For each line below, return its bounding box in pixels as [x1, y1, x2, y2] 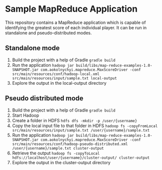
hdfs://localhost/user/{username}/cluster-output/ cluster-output [12, 155, 150, 160]
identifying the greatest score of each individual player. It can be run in [5, 24, 147, 30]
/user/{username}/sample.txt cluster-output [12, 146, 104, 151]
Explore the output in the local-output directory [12, 80, 107, 86]
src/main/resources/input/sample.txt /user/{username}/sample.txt [12, 128, 150, 132]
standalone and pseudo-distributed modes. [5, 30, 92, 36]
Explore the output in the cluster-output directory [12, 159, 111, 165]
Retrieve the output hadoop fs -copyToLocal [12, 150, 100, 156]
